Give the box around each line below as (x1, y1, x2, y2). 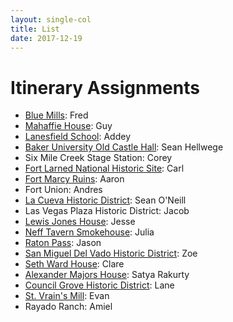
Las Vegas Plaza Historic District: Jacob (24, 205, 190, 217)
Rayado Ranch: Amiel (24, 301, 113, 313)
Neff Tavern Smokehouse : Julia (24, 226, 155, 238)
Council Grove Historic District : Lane (24, 279, 175, 291)
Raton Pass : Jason (24, 237, 102, 249)
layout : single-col (10, 14, 92, 25)
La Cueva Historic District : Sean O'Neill (24, 194, 187, 206)
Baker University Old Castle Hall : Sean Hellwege (24, 141, 224, 153)
